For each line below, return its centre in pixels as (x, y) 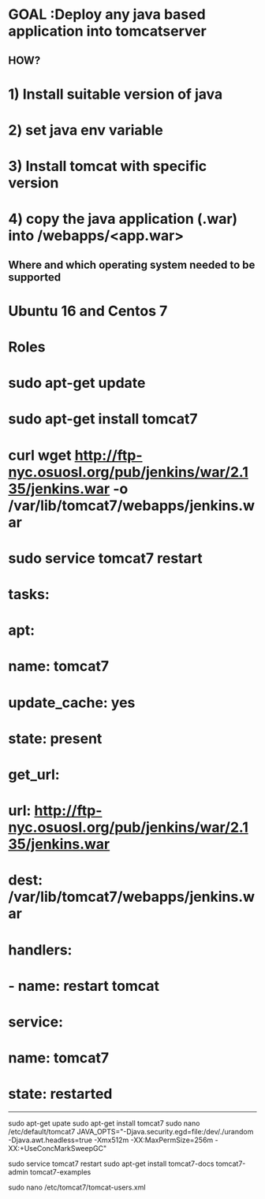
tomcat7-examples (61, 1172)
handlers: (40, 950)
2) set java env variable (86, 130)
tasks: (29, 595)
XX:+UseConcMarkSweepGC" (58, 1149)
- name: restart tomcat (84, 986)
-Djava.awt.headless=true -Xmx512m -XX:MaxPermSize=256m (111, 1140)
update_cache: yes (72, 702)
